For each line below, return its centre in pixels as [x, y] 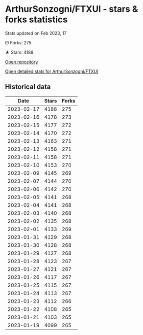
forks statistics [36, 19]
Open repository [22, 62]
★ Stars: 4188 [19, 52]
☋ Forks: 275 [18, 42]
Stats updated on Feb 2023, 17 [36, 33]
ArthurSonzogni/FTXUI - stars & [71, 9]
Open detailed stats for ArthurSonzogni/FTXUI [52, 71]
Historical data [28, 87]
